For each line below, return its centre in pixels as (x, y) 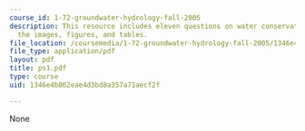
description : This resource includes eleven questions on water (133, 26)
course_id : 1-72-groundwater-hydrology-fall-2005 (105, 18)
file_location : (38, 43)
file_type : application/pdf (63, 51)
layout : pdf (32, 60)
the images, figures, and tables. (83, 34)
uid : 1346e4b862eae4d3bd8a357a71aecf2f (85, 85)
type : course (34, 77)
